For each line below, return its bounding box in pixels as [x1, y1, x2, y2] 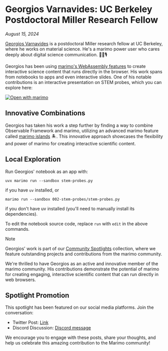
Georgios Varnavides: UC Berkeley [5, 4, 152, 15]
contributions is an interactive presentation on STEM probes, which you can [5, 79, 162, 85]
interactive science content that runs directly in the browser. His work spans [5, 68, 162, 74]
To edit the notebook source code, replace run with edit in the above [5, 220, 148, 227]
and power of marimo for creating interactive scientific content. [5, 140, 136, 146]
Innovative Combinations [5, 109, 86, 118]
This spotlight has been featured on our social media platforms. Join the [5, 304, 154, 310]
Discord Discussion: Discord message [12, 325, 91, 331]
